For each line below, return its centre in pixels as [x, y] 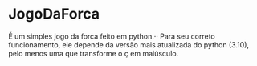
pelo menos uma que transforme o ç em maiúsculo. [94, 53]
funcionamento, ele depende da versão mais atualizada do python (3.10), [129, 44]
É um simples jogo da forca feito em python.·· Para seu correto [112, 36]
